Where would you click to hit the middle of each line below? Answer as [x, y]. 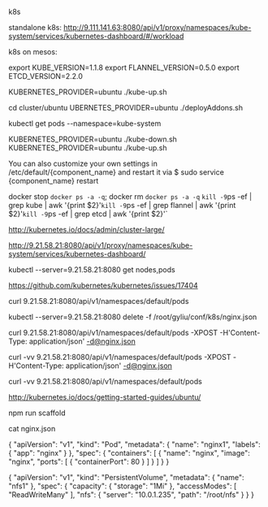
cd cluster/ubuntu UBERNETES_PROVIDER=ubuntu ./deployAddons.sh [126, 108]
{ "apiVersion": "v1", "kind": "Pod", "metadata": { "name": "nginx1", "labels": [135, 444]
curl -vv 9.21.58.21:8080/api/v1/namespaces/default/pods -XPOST [120, 357]
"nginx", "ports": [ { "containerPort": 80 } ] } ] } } [89, 461]
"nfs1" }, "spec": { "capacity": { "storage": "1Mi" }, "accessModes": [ [123, 486]
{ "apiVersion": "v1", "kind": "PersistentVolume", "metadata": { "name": [127, 477]
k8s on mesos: [33, 52]
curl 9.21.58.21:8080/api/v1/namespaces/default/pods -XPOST [113, 333]
